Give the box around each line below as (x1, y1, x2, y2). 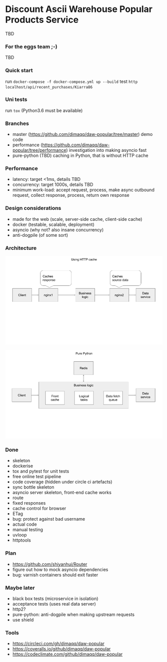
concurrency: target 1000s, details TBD (12, 181, 93, 188)
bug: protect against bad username (12, 516, 85, 522)
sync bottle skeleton (12, 484, 54, 490)
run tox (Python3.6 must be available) (5, 107, 83, 113)
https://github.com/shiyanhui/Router (12, 561, 87, 567)
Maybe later (5, 584, 35, 591)
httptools (12, 537, 31, 543)
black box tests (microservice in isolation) (12, 596, 98, 602)
